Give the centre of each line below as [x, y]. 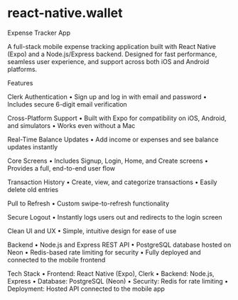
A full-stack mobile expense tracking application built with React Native [112, 46]
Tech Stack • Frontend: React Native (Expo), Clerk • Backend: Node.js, [111, 273]
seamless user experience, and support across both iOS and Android [108, 61]
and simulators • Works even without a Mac [71, 125]
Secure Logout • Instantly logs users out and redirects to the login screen [115, 217]
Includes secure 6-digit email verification [67, 104]
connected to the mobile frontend [56, 259]
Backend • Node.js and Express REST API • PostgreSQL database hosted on [119, 245]
